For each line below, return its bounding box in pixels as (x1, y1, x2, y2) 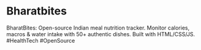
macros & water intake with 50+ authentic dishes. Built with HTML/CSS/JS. (6, 30, 195, 37)
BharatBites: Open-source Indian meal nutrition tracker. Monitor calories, (6, 24, 190, 31)
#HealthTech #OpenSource (6, 37, 75, 44)
